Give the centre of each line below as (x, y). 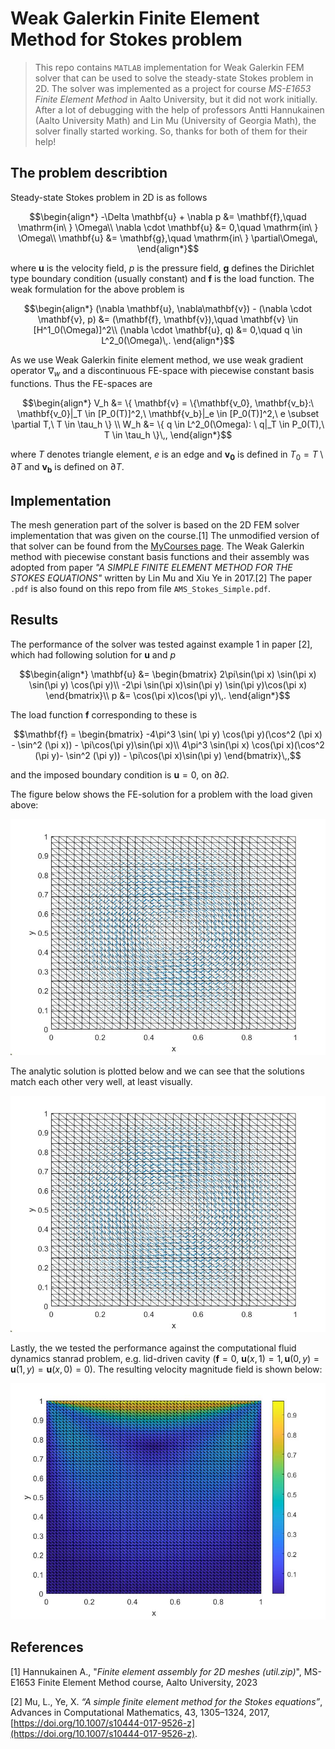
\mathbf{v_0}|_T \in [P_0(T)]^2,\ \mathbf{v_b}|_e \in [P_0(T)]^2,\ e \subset (168, 413)
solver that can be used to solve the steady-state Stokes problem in (174, 78)
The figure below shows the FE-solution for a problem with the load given (161, 794)
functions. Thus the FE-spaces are (81, 383)
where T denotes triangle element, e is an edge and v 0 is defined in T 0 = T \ (167, 455)
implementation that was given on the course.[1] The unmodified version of (165, 535)
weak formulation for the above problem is (97, 289)
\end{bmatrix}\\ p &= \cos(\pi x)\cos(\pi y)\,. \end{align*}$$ (168, 695)
